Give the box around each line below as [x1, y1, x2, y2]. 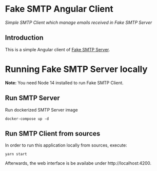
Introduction [5, 34, 44, 42]
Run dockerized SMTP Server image [5, 107, 78, 113]
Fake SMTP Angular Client [5, 3, 114, 15]
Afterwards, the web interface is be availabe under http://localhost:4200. [5, 160, 152, 166]
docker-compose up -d [5, 116, 49, 121]
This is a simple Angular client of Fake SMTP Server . [5, 46, 110, 52]
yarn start [5, 152, 27, 157]
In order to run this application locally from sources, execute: [5, 142, 127, 148]
